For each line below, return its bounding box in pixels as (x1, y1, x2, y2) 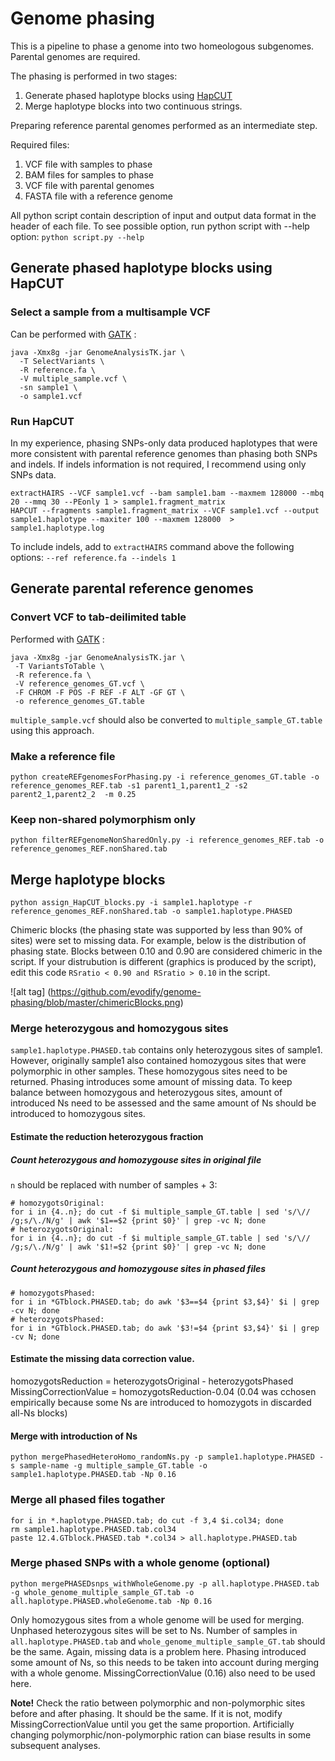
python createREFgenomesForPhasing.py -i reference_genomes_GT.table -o (10, 772, 320, 782)
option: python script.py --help (10, 230, 145, 242)
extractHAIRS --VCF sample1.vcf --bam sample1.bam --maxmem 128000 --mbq (10, 488, 325, 498)
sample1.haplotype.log (10, 523, 105, 533)
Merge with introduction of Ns (10, 1430, 138, 1442)
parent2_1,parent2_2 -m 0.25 (10, 789, 137, 799)
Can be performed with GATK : (10, 328, 137, 340)
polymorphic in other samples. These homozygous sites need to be (10, 1065, 288, 1077)
